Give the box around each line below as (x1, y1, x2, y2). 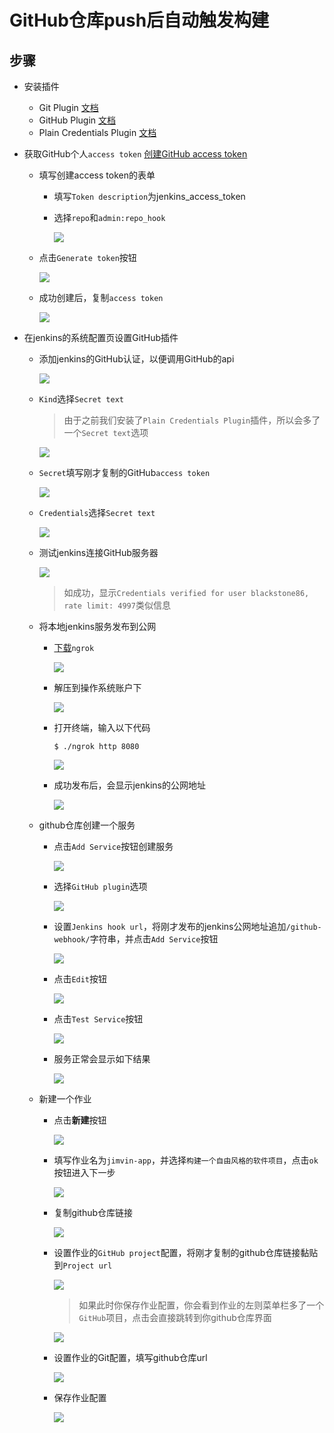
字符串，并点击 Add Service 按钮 (89, 933, 219, 945)
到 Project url (53, 1259, 113, 1271)
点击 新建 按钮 (53, 1114, 107, 1126)
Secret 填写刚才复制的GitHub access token (38, 467, 211, 478)
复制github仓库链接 (53, 1207, 134, 1218)
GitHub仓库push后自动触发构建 (9, 9, 270, 32)
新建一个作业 (38, 1093, 92, 1105)
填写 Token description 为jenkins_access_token (53, 191, 246, 202)
